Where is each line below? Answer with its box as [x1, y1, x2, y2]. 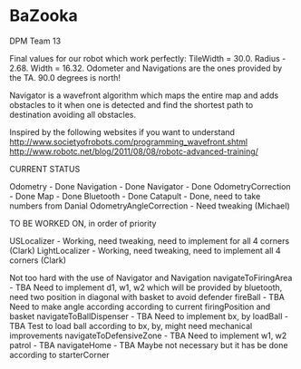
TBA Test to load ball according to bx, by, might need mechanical [9, 320, 253, 331]
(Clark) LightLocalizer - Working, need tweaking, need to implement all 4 [9, 245, 281, 256]
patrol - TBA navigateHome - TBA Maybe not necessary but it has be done [9, 339, 288, 350]
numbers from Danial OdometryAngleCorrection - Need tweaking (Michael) [9, 200, 290, 211]
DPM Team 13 [9, 35, 62, 46]
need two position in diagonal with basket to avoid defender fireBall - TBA [9, 291, 286, 302]
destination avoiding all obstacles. [9, 109, 137, 120]
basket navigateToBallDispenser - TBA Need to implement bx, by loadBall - [9, 310, 288, 322]
